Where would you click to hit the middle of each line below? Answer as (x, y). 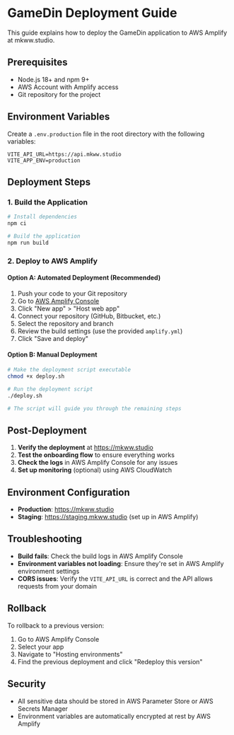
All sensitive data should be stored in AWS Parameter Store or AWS (115, 701)
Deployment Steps (49, 182)
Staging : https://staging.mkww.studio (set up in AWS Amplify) (108, 517)
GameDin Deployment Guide (92, 13)
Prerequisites (37, 63)
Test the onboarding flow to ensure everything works (96, 455)
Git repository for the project (59, 94)
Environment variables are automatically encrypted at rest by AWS (114, 716)
